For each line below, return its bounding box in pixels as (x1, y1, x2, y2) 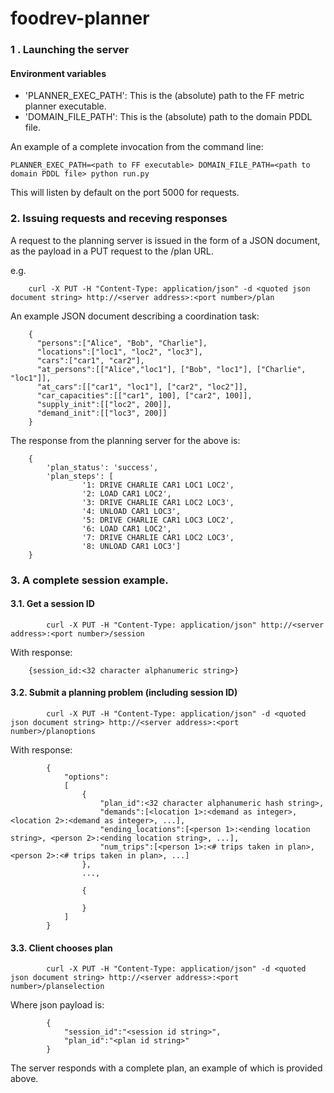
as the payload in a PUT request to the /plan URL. (10, 245, 214, 257)
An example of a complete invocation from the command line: (10, 141, 264, 153)
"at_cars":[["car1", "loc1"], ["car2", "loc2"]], (36, 382, 248, 392)
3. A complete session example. (10, 573, 169, 587)
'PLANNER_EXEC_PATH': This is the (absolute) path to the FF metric (24, 90, 305, 102)
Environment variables (10, 67, 107, 79)
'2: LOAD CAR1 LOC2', (81, 488, 172, 499)
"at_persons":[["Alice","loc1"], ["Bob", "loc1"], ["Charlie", (36, 364, 307, 374)
